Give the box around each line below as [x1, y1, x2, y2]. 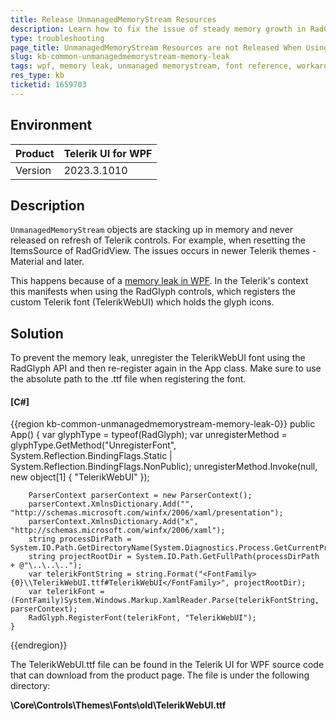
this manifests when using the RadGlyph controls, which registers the [10, 286, 296, 298]
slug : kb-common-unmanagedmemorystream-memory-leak [10, 52, 230, 62]
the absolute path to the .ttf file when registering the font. [10, 373, 247, 385]
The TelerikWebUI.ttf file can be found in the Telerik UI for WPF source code [10, 659, 325, 671]
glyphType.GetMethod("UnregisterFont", [10, 439, 177, 451]
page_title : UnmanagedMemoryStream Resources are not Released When [10, 42, 302, 53]
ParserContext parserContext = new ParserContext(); [28, 491, 253, 501]
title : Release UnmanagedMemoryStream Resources [10, 14, 217, 25]
